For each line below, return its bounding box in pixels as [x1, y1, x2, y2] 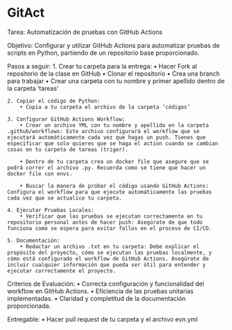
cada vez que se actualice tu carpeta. [7, 194, 123, 202]
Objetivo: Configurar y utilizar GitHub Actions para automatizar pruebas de [7, 41, 220, 49]
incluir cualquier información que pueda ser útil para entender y [7, 261, 206, 268]
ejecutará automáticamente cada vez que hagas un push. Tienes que [7, 134, 206, 141]
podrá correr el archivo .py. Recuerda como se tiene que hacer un [7, 164, 206, 171]
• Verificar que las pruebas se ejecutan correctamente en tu [19, 213, 203, 220]
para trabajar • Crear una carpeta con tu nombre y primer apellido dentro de [7, 76, 225, 85]
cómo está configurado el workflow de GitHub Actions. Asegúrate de [7, 255, 209, 262]
